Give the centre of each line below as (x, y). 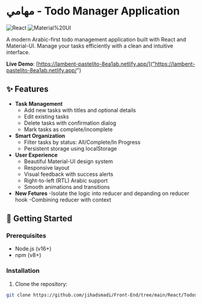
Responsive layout (47, 167)
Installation (23, 271)
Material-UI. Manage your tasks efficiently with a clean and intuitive (90, 46)
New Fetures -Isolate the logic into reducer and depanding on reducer (102, 193)
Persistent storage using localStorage (70, 148)
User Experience (36, 155)
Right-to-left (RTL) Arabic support (66, 180)
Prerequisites (26, 236)
